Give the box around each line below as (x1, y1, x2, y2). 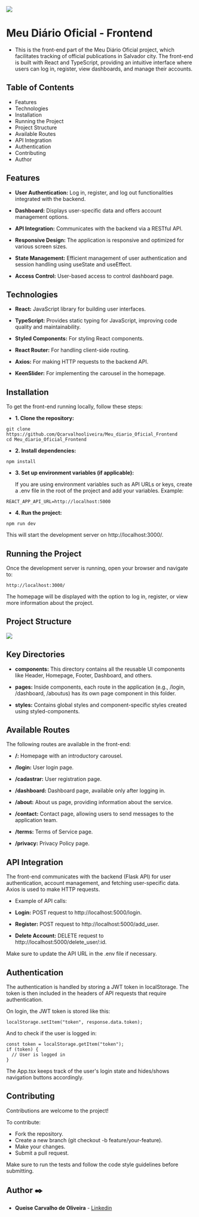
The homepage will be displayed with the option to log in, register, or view (6, 593, 188, 600)
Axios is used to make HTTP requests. (6, 886, 100, 893)
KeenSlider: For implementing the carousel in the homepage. (14, 370, 166, 377)
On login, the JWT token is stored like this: (6, 1008, 111, 1015)
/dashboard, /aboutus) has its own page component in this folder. (14, 689, 176, 696)
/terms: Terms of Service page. (14, 828, 93, 835)
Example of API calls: (14, 897, 68, 905)
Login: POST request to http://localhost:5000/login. (14, 909, 142, 916)
